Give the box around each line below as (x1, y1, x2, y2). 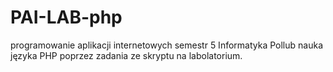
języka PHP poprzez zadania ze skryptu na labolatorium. (10, 49, 243, 61)
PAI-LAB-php (10, 6, 123, 29)
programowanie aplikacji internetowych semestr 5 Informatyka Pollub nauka (10, 39, 323, 51)
